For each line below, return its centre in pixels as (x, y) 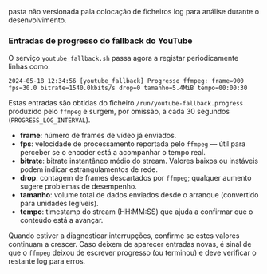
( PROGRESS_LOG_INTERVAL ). (49, 120)
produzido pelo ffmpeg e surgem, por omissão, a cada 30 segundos (119, 112)
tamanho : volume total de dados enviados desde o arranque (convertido (139, 195)
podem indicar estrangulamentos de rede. (88, 169)
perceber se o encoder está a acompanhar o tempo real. (112, 153)
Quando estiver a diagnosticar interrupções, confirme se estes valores (124, 236)
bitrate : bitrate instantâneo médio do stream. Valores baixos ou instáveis (139, 161)
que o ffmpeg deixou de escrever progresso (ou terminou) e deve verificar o (132, 253)
